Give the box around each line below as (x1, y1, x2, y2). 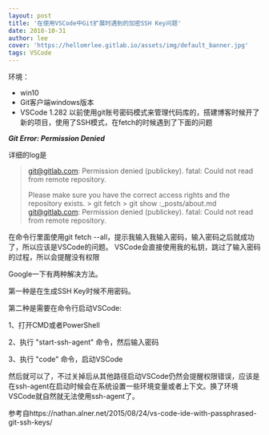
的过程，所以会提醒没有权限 (8, 252, 100, 261)
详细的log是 (8, 150, 47, 159)
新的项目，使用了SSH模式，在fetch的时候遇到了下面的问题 (19, 118, 213, 127)
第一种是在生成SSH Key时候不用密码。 (8, 286, 135, 296)
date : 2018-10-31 (8, 26, 66, 34)
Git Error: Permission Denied (8, 134, 106, 143)
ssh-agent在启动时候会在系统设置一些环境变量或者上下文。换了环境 (14, 381, 239, 391)
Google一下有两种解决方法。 (8, 269, 102, 279)
